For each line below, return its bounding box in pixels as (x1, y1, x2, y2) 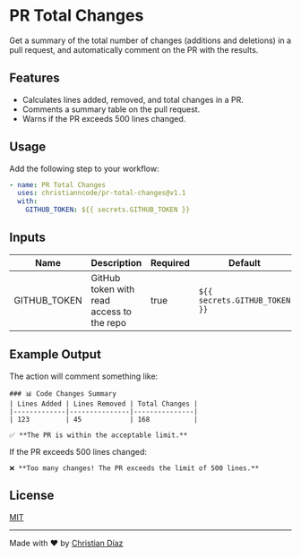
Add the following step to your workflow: (9, 163, 159, 174)
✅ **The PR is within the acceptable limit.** (9, 431, 188, 440)
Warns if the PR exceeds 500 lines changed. (21, 113, 186, 124)
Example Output (9, 347, 101, 363)
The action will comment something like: (9, 371, 159, 381)
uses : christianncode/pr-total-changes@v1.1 (17, 189, 186, 198)
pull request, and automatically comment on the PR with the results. (9, 44, 259, 55)
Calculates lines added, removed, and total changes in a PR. (21, 94, 245, 105)
